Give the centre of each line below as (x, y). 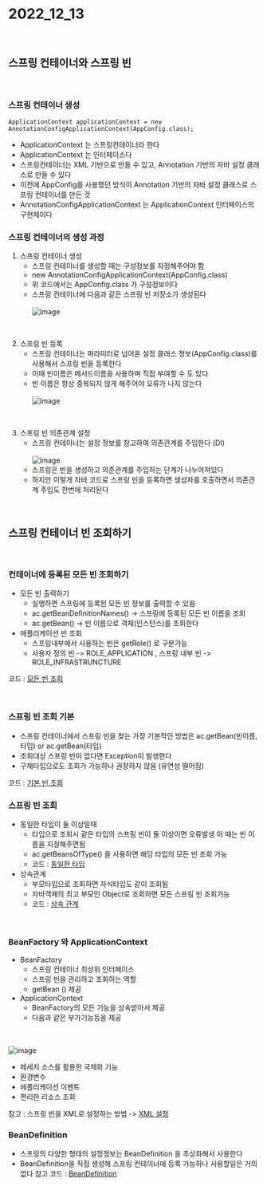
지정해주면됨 (66, 844)
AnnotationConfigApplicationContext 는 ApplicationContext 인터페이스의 (137, 205)
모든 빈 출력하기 (44, 593)
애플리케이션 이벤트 (50, 1087)
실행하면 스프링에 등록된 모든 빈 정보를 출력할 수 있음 (114, 604)
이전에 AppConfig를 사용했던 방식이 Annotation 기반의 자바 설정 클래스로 (134, 185)
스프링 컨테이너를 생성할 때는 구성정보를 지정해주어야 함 (118, 266)
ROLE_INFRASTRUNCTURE (77, 662)
